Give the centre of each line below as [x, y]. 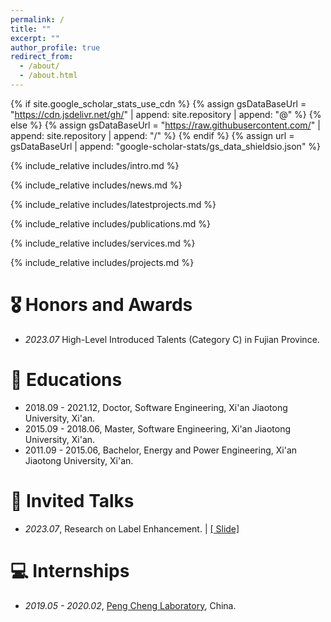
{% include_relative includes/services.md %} [103, 243]
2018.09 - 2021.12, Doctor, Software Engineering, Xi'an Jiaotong [156, 407]
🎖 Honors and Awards [101, 305]
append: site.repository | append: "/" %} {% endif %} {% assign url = [152, 135]
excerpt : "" [35, 38]
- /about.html [48, 76]
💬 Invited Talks [72, 500]
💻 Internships [70, 570]
